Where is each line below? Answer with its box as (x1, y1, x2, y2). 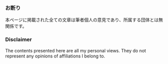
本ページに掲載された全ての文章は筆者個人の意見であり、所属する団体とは (5, 17, 159, 23)
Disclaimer (5, 36, 32, 43)
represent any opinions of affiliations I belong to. (5, 53, 105, 59)
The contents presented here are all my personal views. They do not (5, 47, 146, 53)
